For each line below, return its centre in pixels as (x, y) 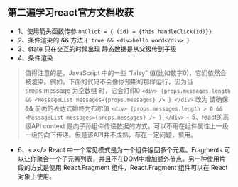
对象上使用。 (36, 176)
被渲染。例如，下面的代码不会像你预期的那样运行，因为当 (109, 81)
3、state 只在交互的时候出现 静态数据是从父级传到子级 (97, 49)
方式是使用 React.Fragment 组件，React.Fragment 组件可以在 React (129, 167)
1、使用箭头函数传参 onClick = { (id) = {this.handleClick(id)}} (115, 31)
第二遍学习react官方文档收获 (70, 13)
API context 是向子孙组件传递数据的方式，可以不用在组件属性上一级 (130, 125)
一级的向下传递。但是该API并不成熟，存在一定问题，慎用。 (111, 135)
